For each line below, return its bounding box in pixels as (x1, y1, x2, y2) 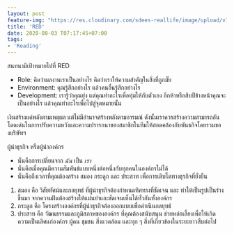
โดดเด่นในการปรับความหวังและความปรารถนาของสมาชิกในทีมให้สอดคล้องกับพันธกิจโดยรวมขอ (7, 121, 221, 129)
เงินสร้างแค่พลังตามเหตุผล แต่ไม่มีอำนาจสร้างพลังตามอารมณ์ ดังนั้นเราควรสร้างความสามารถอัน (7, 113, 220, 121)
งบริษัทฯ (7, 129, 26, 136)
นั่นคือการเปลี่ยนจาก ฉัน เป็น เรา (17, 156, 92, 164)
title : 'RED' (7, 23, 45, 30)
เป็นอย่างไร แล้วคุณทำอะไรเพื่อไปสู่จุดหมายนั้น (17, 99, 122, 107)
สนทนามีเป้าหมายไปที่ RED (7, 62, 70, 70)
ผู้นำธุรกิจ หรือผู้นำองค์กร (7, 143, 64, 150)
